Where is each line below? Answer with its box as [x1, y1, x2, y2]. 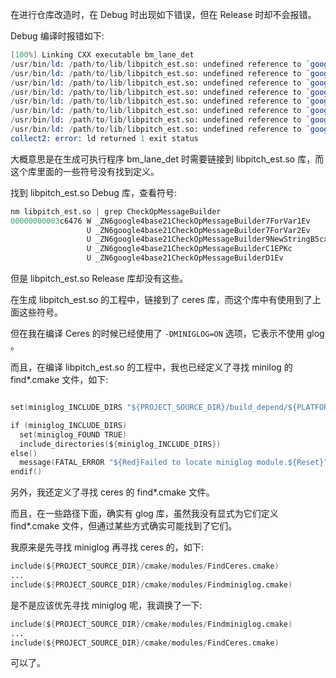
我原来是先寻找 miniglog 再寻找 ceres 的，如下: [10, 541, 204, 553]
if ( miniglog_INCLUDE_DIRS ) [10, 420, 128, 430]
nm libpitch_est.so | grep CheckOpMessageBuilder [10, 206, 222, 217]
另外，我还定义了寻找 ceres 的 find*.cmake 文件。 [10, 486, 215, 498]
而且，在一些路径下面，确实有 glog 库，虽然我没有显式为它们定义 [10, 508, 279, 520]
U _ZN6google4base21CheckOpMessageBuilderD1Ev [86, 253, 284, 263]
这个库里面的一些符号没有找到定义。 [10, 165, 160, 177]
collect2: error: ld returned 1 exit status [10, 133, 199, 143]
